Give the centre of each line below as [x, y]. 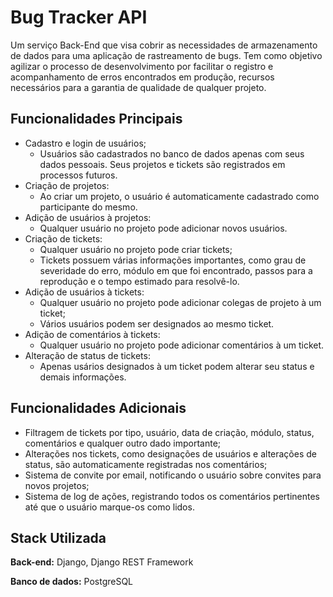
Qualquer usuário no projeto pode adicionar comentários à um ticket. [182, 345]
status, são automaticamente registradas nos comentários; [146, 464]
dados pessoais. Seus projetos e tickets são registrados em [162, 164]
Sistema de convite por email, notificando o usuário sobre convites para [173, 475]
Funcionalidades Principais [96, 119]
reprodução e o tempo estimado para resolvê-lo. [139, 281]
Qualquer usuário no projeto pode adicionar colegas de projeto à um [180, 302]
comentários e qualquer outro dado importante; [123, 443]
